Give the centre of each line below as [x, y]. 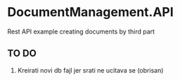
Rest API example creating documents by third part [81, 31]
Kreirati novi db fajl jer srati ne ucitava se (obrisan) [90, 70]
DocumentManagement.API [90, 12]
